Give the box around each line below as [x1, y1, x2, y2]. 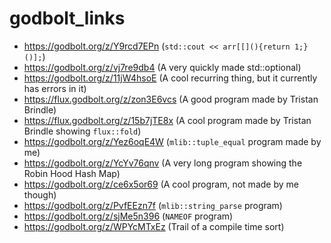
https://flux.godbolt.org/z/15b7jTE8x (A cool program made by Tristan [23, 114, 312, 126]
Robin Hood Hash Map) [23, 167, 121, 179]
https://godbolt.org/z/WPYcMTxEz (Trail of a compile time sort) [23, 220, 285, 232]
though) [23, 188, 57, 201]
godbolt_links [9, 7, 126, 30]
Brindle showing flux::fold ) [23, 125, 142, 137]
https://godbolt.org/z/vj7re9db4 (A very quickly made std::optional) [23, 61, 302, 73]
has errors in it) [23, 82, 87, 94]
